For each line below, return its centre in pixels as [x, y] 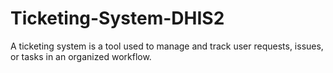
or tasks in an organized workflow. [81, 56]
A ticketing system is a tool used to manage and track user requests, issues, [167, 46]
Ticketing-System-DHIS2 [117, 18]
